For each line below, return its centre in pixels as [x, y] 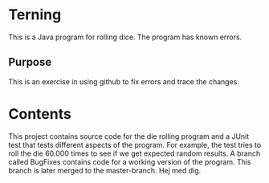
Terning [35, 15]
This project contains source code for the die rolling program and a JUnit [129, 136]
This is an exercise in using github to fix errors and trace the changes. [124, 81]
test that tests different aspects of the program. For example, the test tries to [135, 144]
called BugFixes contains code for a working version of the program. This [130, 161]
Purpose [30, 62]
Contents [40, 114]
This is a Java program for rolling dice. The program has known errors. [125, 37]
